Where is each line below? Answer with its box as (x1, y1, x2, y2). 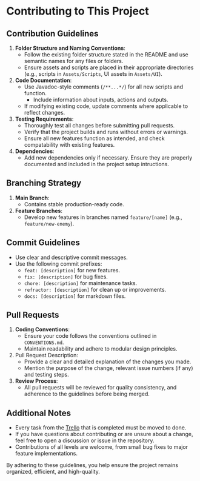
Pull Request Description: (15, 352, 79, 359)
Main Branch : (15, 194, 50, 201)
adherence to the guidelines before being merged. (24, 390, 150, 398)
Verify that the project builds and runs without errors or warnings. (24, 129, 188, 135)
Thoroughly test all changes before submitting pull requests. (24, 122, 175, 129)
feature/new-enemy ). (24, 220, 75, 227)
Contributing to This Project (6, 4, 150, 18)
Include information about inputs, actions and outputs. (33, 96, 168, 103)
